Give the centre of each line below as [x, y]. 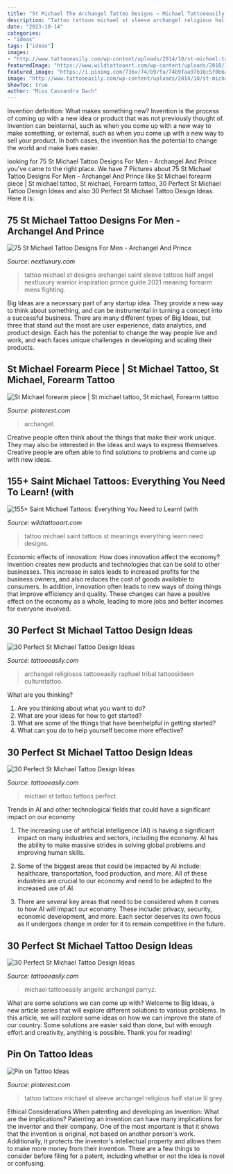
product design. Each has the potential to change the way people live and [112, 332]
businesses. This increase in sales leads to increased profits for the [103, 572]
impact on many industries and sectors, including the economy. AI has [118, 838]
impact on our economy [41, 817]
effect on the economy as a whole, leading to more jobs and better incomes [115, 601]
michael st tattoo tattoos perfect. [71, 796]
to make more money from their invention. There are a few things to [104, 1148]
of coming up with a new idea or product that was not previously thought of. [116, 118]
